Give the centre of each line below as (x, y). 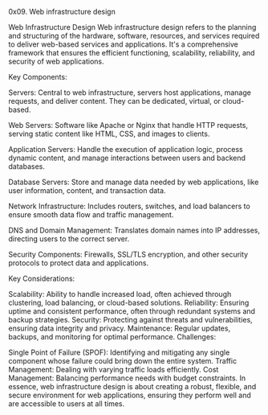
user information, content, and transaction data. (87, 191)
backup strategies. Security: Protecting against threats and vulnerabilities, (130, 320)
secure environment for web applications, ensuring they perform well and (130, 395)
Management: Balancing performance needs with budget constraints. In (127, 378)
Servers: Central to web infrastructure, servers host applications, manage (130, 92)
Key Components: (38, 77)
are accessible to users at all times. (67, 404)
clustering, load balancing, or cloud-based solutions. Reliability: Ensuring (129, 302)
